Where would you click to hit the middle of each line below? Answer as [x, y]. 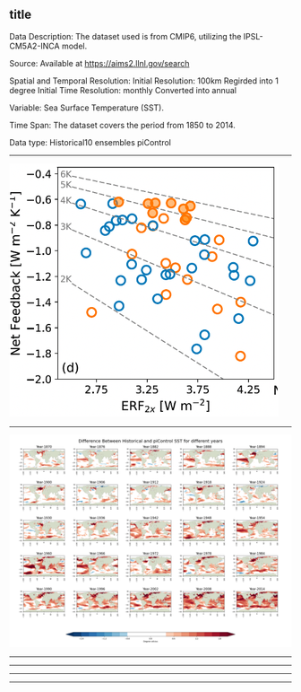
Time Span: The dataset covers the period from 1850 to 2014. [122, 125]
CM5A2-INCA [34, 46]
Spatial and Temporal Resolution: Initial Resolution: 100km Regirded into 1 [144, 81]
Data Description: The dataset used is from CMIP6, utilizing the [125, 36]
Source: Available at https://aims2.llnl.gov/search [99, 63]
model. [74, 46]
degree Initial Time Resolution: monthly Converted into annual [123, 90]
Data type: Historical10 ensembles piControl [90, 142]
